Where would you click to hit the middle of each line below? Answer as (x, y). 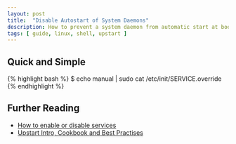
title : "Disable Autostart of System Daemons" (78, 20)
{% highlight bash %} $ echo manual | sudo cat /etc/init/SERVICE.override (114, 79)
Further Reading (44, 109)
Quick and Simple (47, 61)
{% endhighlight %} (36, 86)
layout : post (26, 14)
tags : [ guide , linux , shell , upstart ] (67, 33)
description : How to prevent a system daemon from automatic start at (113, 27)
